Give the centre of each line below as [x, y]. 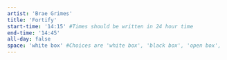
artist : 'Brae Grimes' [40, 13]
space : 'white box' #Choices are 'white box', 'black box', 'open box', [114, 46]
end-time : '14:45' [34, 33]
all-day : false [29, 39]
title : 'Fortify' [32, 20]
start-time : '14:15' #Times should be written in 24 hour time [100, 26]
